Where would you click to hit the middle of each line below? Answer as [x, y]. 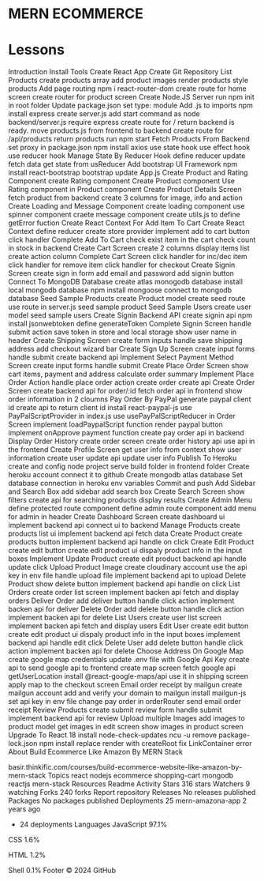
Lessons [37, 50]
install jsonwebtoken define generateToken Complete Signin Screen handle [130, 324]
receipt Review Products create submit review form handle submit [115, 710]
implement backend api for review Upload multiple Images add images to [127, 718]
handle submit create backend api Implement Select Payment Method [121, 357]
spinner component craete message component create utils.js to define [124, 215]
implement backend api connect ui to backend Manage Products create [124, 525]
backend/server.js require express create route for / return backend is [121, 122]
